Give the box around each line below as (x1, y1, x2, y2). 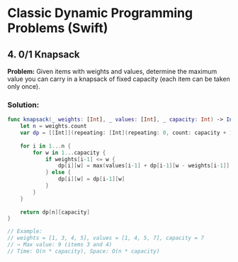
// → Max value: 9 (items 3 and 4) (7, 241, 113, 249)
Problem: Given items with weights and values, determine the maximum (7, 67, 217, 75)
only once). (7, 82, 40, 90)
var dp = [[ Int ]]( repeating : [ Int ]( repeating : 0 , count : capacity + (20, 129, 227, 136)
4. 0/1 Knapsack (7, 48, 80, 60)
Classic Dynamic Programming (7, 5, 193, 21)
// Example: (7, 228, 42, 235)
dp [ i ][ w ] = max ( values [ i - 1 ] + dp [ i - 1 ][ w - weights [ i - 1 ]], (57, 162, 233, 170)
